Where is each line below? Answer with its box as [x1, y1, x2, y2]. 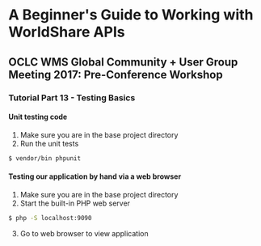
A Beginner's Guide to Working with [8, 6, 254, 24]
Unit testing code [8, 112, 68, 122]
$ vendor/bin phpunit [8, 154, 82, 163]
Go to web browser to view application [19, 228, 149, 238]
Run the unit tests [19, 138, 79, 148]
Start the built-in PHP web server [19, 198, 131, 208]
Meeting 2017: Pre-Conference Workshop [8, 67, 224, 82]
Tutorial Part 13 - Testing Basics [8, 91, 136, 103]
